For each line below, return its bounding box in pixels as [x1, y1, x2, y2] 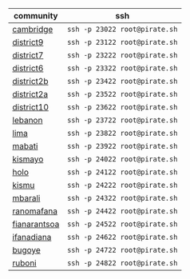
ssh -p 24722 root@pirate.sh [66, 245, 178, 254]
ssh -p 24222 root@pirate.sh [66, 181, 178, 189]
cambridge [12, 24, 53, 34]
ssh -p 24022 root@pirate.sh [66, 155, 178, 163]
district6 [12, 63, 44, 74]
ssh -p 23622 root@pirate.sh [66, 103, 178, 111]
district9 [12, 37, 44, 47]
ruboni [12, 257, 38, 269]
